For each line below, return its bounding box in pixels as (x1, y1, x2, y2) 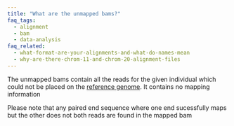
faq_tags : (7, 17, 37, 24)
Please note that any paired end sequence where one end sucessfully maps (7, 103, 227, 112)
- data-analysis (13, 36, 61, 43)
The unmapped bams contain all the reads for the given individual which (7, 75, 216, 83)
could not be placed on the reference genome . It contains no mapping (7, 82, 210, 91)
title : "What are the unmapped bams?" (7, 10, 121, 17)
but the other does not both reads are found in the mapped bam (7, 111, 193, 119)
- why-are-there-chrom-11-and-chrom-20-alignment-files (13, 56, 181, 63)
